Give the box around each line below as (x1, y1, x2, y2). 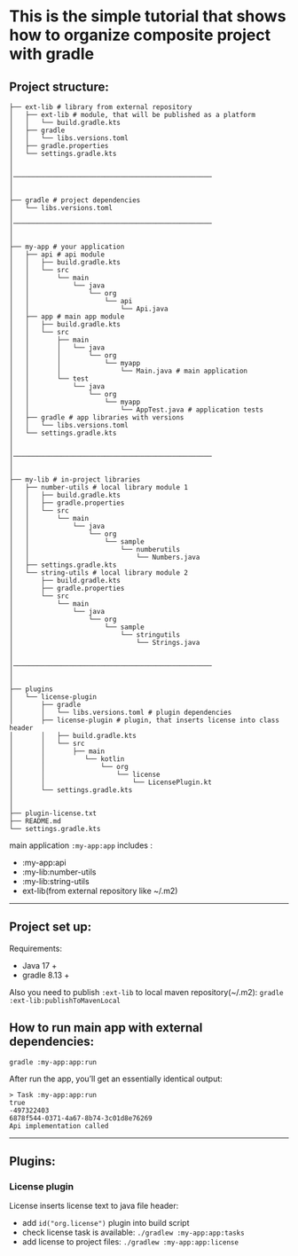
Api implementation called (9, 1121, 109, 1130)
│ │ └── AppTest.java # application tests (9, 405, 264, 414)
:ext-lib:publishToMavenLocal (9, 996, 122, 1005)
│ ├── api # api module (9, 250, 105, 259)
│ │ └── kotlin (9, 755, 125, 764)
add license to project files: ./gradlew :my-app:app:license (21, 1236, 239, 1247)
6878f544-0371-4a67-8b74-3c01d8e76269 (9, 1113, 153, 1123)
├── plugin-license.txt (9, 809, 98, 818)
